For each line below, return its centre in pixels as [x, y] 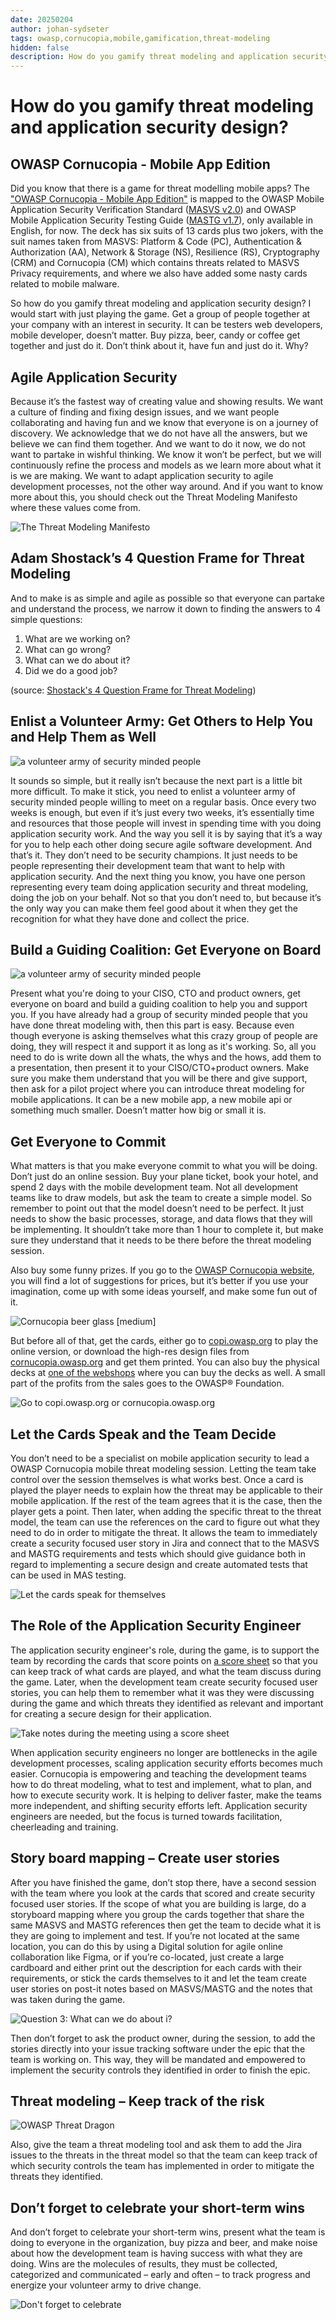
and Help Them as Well [83, 737]
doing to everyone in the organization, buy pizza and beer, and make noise [164, 2243]
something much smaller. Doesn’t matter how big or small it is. [138, 1110]
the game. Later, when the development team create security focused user [164, 1682]
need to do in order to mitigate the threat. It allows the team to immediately [164, 1532]
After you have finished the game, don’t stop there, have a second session [163, 1882]
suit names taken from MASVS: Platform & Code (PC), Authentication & [156, 242]
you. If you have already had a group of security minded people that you [159, 1015]
